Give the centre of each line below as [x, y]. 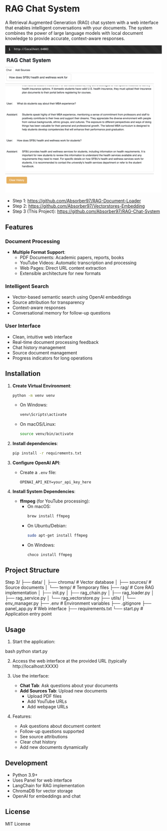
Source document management [45, 352]
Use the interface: [31, 676]
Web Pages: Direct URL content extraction [63, 268]
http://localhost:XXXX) [35, 666]
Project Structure [32, 571]
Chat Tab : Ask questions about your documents [69, 685]
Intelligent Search [27, 286]
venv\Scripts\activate [43, 415]
